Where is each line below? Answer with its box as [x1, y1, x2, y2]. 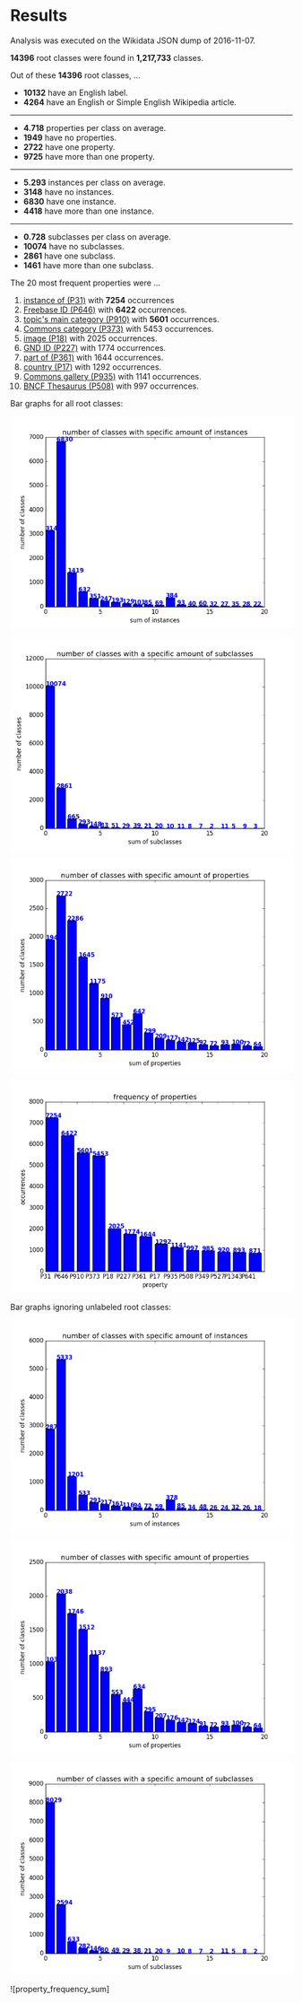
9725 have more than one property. [22, 151, 155, 162]
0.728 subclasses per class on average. [22, 231, 171, 242]
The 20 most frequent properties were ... [10, 277, 160, 288]
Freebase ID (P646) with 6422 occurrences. [22, 304, 187, 315]
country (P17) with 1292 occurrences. [22, 361, 162, 372]
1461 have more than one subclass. [22, 259, 154, 270]
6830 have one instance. [22, 196, 116, 206]
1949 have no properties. [22, 132, 117, 143]
